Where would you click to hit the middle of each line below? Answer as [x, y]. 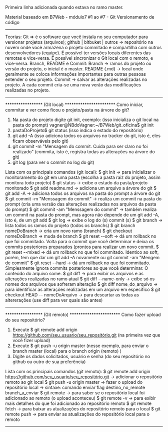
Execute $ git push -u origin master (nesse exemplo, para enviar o [80, 346]
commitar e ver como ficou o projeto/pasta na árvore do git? [67, 110]
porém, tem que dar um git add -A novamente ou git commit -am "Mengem [82, 257]
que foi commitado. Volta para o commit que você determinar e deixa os [79, 241]
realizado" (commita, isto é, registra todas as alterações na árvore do [83, 152]
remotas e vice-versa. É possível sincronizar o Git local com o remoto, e [79, 58]
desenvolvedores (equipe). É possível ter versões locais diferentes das [78, 53]
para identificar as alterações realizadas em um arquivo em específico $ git [83, 289]
